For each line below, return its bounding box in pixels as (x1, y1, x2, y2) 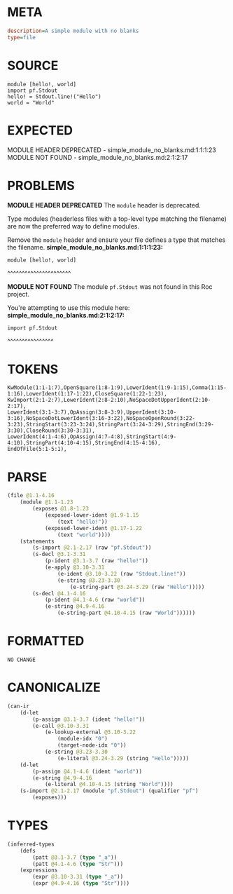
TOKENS (7, 361, 59, 377)
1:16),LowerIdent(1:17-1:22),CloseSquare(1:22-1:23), (7, 391, 168, 398)
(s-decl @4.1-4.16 (32, 590, 86, 597)
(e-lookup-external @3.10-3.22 (44, 729, 136, 736)
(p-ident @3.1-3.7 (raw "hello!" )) (44, 557, 149, 564)
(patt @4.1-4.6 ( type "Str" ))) (32, 860, 124, 867)
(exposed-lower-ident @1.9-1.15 (44, 512, 139, 519)
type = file (7, 34, 36, 41)
